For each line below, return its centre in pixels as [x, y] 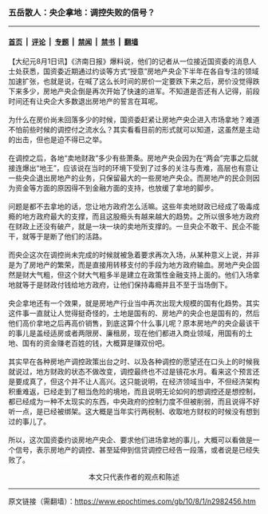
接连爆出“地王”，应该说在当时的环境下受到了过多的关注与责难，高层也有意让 [134, 168]
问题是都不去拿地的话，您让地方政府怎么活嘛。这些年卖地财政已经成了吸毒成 [134, 206]
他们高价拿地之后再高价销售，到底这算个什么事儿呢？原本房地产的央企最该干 [134, 323]
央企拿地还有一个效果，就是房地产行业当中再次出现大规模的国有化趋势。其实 [134, 303]
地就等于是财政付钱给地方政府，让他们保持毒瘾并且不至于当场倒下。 [120, 284]
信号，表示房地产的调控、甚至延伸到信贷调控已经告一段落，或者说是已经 [134, 449]
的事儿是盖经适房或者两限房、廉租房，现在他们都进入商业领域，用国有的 [127, 333]
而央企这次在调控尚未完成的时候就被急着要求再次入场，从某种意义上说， [127, 255]
